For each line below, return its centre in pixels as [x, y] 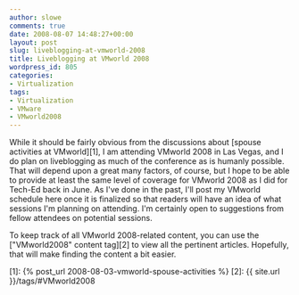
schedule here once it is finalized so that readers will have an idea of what [145, 199]
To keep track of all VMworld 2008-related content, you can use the [134, 235]
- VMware [25, 109]
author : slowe [36, 17]
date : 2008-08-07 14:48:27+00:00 [71, 34]
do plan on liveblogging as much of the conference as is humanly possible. [147, 161]
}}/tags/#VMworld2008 [52, 281]
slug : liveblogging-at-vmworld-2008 [77, 51]
